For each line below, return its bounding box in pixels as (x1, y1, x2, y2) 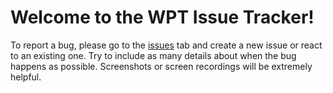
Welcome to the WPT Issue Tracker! (10, 6, 315, 29)
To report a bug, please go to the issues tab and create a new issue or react (10, 39, 323, 51)
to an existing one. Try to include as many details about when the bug (10, 49, 297, 61)
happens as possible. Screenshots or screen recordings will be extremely (10, 60, 313, 72)
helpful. (10, 71, 42, 83)
